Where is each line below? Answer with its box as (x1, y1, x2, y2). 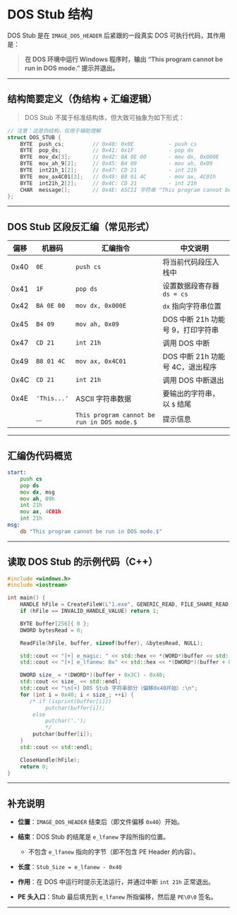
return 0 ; (20, 763, 49, 770)
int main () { (7, 594, 46, 602)
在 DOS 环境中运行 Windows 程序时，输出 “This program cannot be (24, 54, 224, 64)
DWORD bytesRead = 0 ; (20, 626, 83, 634)
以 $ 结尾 (162, 400, 192, 409)
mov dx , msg (20, 489, 55, 496)
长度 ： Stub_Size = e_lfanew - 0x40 (17, 863, 122, 871)
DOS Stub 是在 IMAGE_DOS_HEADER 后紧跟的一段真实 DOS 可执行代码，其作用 (7, 31, 226, 40)
